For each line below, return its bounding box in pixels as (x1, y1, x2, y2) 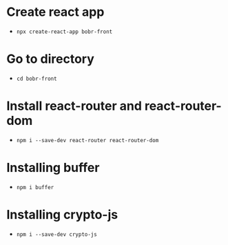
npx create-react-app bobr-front (16, 28, 113, 35)
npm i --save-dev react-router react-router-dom (16, 137, 159, 144)
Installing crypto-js (6, 206, 118, 222)
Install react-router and (6, 98, 143, 114)
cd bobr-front (16, 75, 57, 82)
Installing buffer (6, 160, 100, 175)
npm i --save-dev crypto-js (16, 231, 97, 238)
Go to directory (6, 51, 94, 67)
